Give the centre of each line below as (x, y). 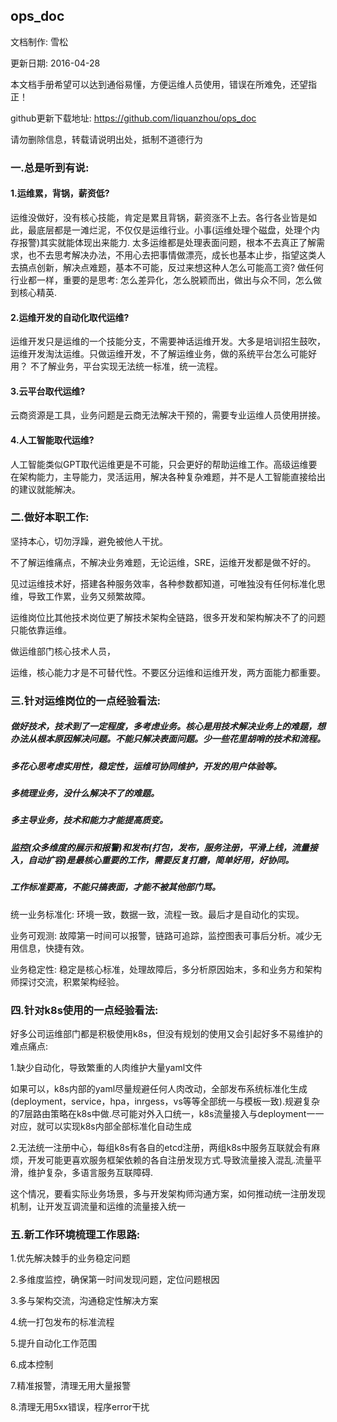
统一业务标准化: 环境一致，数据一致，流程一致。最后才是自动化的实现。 (157, 914)
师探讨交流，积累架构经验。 (67, 981)
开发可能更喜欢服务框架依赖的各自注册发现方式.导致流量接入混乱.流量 (170, 1160)
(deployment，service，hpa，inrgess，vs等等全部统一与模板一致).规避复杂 (165, 1101)
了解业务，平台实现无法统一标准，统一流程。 (130, 366)
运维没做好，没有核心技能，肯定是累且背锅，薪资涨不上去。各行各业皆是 (159, 217)
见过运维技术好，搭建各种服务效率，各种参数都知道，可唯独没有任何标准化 (163, 583)
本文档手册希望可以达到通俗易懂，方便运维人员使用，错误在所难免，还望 (159, 84)
